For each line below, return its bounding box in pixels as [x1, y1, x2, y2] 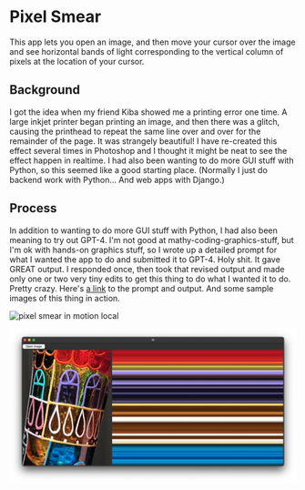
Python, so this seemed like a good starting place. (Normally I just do [9, 164, 269, 175]
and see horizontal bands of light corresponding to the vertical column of [9, 46, 284, 56]
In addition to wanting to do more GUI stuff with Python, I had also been [9, 225, 278, 236]
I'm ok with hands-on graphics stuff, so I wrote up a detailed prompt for [9, 244, 278, 255]
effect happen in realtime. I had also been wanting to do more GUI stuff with [9, 155, 294, 166]
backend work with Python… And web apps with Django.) [9, 174, 225, 185]
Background [9, 82, 80, 97]
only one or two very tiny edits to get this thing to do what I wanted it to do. [9, 273, 291, 284]
